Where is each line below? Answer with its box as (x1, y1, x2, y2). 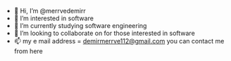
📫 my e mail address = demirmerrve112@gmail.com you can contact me (13, 37, 225, 45)
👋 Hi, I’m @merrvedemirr (13, 7, 86, 15)
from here (13, 47, 44, 55)
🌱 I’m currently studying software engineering (13, 22, 147, 29)
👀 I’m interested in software (13, 14, 94, 22)
